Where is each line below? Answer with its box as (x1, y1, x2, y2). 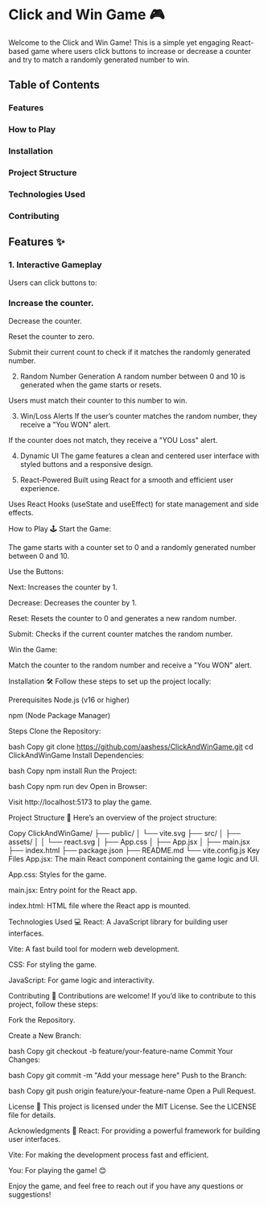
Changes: (8, 1055, 40, 1064)
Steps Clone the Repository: (8, 725, 101, 736)
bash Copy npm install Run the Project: (8, 766, 138, 775)
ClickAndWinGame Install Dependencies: (8, 750, 145, 760)
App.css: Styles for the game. (8, 870, 107, 879)
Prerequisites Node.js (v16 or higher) (8, 695, 130, 705)
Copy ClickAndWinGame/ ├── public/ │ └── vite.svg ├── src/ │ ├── (8, 828, 241, 837)
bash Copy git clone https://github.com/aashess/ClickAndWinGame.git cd (8, 742, 254, 751)
